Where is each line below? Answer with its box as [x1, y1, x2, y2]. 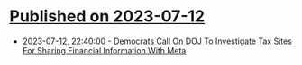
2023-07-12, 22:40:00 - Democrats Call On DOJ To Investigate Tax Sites [22, 36, 293, 46]
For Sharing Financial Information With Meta [22, 45, 187, 55]
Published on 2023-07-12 [9, 6, 206, 27]
